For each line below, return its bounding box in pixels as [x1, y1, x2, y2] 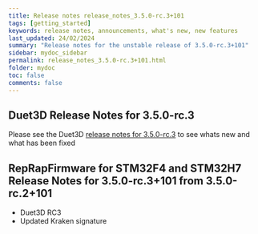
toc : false [8, 71, 45, 79]
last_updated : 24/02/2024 [8, 34, 95, 42]
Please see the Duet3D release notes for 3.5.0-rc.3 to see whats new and [8, 130, 251, 139]
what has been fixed [8, 138, 76, 148]
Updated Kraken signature [19, 216, 107, 226]
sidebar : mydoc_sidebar [8, 49, 88, 57]
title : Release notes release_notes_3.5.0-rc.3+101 [8, 11, 184, 20]
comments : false [8, 79, 62, 87]
